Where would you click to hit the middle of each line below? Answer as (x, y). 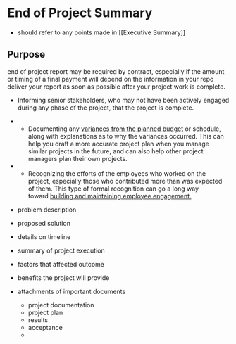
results (38, 320)
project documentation (61, 305)
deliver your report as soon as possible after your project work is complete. (116, 87)
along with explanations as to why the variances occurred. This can (126, 136)
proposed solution (44, 223)
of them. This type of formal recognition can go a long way (113, 189)
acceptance (45, 327)
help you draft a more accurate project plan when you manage (118, 144)
